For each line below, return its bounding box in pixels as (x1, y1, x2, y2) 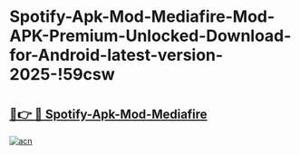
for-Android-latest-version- (9, 45, 224, 65)
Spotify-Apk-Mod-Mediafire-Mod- (9, 6, 276, 27)
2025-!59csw (9, 64, 115, 85)
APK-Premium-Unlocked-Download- (9, 25, 292, 46)
